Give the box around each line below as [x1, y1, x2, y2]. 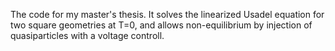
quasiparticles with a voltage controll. [10, 30, 165, 41]
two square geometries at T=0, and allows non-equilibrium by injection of [10, 19, 313, 31]
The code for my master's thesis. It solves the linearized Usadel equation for [10, 9, 325, 20]
